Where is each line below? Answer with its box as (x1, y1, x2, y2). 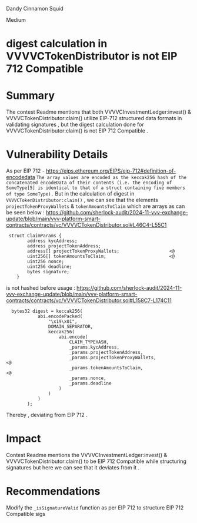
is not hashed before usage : (6, 284, 75, 292)
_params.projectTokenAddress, (69, 350, 143, 356)
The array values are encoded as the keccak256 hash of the (36, 175, 187, 181)
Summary (6, 89, 55, 102)
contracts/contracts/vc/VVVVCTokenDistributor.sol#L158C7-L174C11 (6, 297, 172, 304)
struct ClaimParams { (8, 233, 62, 239)
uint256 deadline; (27, 264, 72, 270)
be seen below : (6, 209, 45, 216)
